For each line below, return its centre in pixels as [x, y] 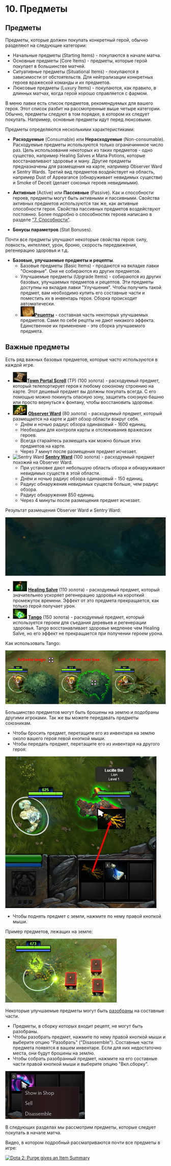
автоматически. [37, 304]
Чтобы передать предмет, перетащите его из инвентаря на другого [86, 744]
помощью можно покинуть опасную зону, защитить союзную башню [88, 397]
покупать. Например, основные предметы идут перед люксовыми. [79, 120]
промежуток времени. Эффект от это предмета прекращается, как [86, 601]
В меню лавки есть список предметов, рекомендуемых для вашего [79, 103]
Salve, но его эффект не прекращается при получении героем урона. [88, 633]
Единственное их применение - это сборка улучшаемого [83, 326]
